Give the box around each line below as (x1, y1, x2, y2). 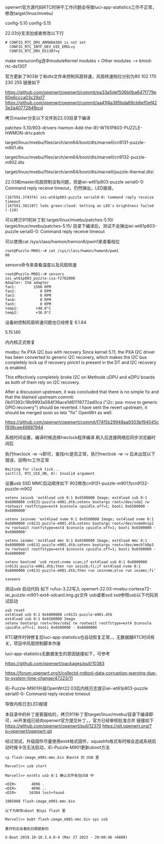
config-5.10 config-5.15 (5, 20, 51, 26)
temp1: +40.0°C (5, 306, 51, 311)
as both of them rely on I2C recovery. (5, 379, 81, 385)
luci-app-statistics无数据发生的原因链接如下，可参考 (5, 651, 110, 656)
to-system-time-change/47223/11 (5, 675, 73, 681)
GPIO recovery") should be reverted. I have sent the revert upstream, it (5, 404, 147, 410)
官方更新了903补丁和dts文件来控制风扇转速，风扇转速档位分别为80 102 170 (5, 73, 157, 79)
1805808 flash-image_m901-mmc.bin (5, 799, 76, 804)
